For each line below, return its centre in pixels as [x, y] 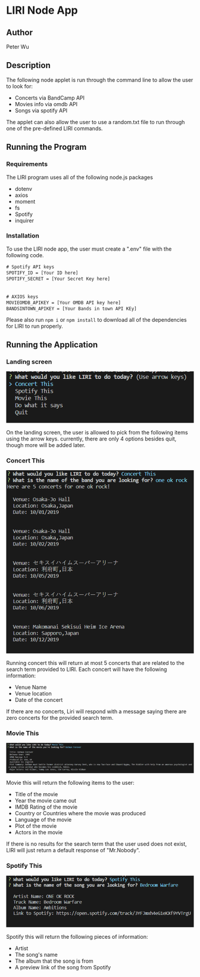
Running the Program [46, 147]
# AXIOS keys [22, 297]
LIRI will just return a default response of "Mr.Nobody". [73, 850]
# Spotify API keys [30, 267]
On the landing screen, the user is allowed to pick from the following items [97, 433]
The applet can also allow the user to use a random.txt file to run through [96, 122]
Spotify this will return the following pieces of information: [77, 937]
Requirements [27, 164]
